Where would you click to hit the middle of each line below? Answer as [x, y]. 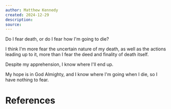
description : [19, 20]
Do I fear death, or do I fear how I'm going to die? [57, 39]
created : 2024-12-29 [27, 15]
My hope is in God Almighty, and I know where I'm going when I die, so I [81, 75]
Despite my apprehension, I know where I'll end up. [59, 64]
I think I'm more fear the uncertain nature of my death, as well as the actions [86, 49]
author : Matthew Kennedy [32, 10]
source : [14, 24]
